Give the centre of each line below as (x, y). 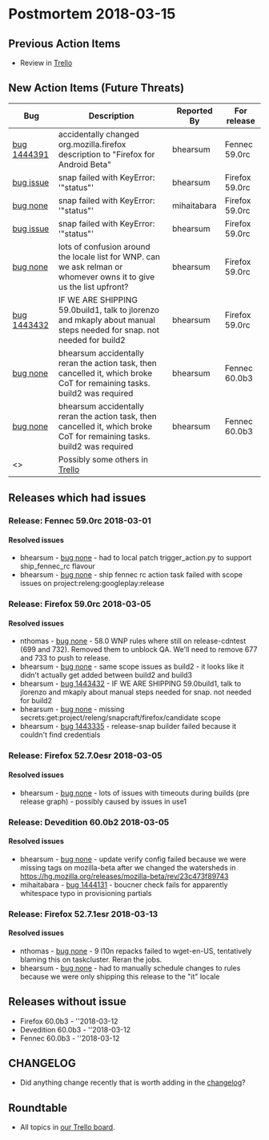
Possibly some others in (103, 459)
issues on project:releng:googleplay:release (92, 584)
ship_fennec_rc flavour (58, 566)
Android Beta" (85, 164)
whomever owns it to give (106, 276)
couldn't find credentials (60, 735)
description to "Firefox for (106, 154)
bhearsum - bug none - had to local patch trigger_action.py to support (136, 558)
